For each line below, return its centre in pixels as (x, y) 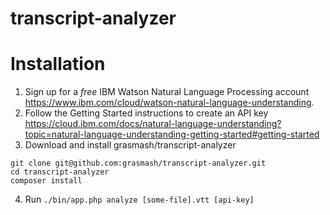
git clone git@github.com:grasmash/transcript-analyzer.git (138, 163)
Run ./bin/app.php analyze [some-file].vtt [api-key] (139, 199)
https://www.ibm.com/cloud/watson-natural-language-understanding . (169, 103)
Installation (58, 64)
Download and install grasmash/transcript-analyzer (130, 145)
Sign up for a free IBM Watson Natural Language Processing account (167, 92)
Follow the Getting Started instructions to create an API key (146, 113)
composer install (46, 181)
